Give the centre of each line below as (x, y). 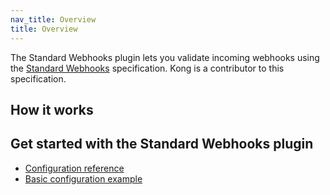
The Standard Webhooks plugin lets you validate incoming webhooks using (165, 57)
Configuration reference (74, 168)
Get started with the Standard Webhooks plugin (162, 144)
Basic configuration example (83, 178)
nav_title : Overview (53, 19)
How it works (52, 109)
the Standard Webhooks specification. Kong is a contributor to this (147, 68)
